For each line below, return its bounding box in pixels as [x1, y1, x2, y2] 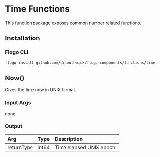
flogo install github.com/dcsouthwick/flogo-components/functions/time [5, 60, 155, 65]
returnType [7, 144, 33, 151]
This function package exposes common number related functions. [5, 20, 142, 26]
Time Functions [5, 3, 70, 15]
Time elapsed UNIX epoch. [55, 144, 117, 151]
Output [5, 122, 23, 129]
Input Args [5, 99, 31, 106]
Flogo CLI [5, 49, 29, 56]
